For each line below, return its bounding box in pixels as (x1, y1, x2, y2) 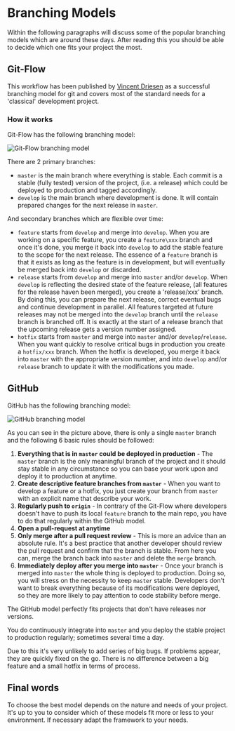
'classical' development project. (7, 97, 100, 105)
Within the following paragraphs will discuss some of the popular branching (7, 28, 226, 36)
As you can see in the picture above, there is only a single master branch (7, 428, 217, 436)
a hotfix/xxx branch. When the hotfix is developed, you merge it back (17, 347, 220, 356)
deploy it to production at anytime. (17, 471, 117, 480)
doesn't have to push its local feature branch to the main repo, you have (17, 509, 227, 517)
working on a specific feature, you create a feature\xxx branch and (17, 236, 213, 244)
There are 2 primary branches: (7, 158, 96, 166)
